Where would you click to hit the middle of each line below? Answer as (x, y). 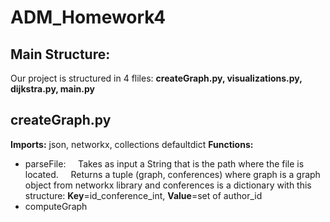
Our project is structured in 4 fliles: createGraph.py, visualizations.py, (156, 78)
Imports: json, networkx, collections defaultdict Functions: (132, 144)
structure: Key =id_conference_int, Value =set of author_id (143, 195)
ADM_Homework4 (88, 17)
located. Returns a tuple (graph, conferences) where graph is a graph (172, 174)
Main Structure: (60, 54)
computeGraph (56, 206)
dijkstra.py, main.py (52, 89)
